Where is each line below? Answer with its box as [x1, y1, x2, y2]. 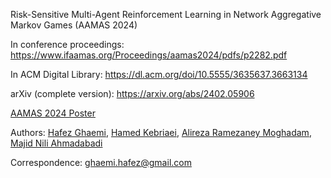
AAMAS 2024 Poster [10, 107, 96, 119]
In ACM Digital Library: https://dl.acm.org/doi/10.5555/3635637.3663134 [10, 69, 308, 80]
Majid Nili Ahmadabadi [10, 137, 103, 149]
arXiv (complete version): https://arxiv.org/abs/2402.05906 [10, 88, 255, 99]
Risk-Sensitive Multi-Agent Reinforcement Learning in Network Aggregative [10, 9, 322, 20]
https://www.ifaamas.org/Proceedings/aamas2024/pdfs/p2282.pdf [10, 49, 288, 61]
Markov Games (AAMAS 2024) [10, 19, 138, 31]
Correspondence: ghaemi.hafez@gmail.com [10, 157, 192, 168]
